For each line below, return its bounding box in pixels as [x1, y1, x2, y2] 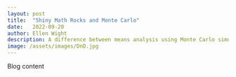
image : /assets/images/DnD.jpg [7, 43, 99, 50]
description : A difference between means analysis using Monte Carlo [7, 36, 216, 43]
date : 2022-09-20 [7, 23, 65, 30]
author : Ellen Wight [7, 29, 68, 37]
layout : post [7, 10, 46, 17]
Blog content [7, 62, 44, 70]
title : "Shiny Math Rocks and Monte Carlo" [7, 17, 140, 24]
